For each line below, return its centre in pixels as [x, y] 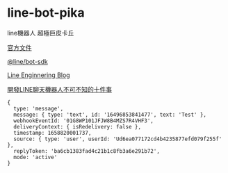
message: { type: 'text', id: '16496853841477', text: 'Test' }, [110, 115]
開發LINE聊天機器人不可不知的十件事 [60, 89]
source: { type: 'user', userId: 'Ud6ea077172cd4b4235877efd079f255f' [118, 139]
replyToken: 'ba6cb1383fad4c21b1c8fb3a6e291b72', [87, 151]
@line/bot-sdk [28, 61]
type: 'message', [39, 108]
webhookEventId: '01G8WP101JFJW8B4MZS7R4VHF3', [84, 121]
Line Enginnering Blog [39, 75]
